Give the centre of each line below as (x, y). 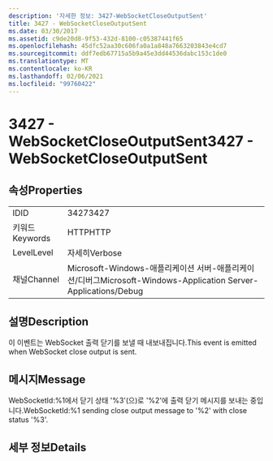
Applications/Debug (105, 291)
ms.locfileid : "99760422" (52, 84)
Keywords (32, 238)
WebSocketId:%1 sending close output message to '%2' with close (135, 411)
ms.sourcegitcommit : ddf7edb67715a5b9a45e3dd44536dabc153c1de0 (118, 54)
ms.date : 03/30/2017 (43, 31)
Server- (243, 280)
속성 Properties (45, 190)
